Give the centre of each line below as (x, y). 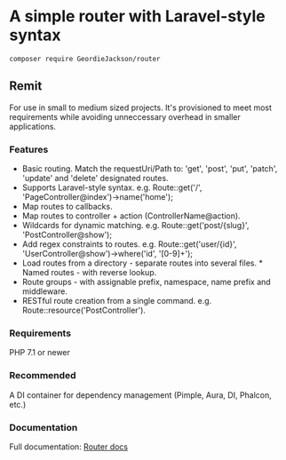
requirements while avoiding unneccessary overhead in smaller (125, 116)
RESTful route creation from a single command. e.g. (117, 301)
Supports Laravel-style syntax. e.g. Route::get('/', (112, 187)
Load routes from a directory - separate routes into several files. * (143, 263)
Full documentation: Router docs (69, 447)
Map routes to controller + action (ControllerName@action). (131, 216)
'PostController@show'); (67, 235)
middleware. (45, 291)
